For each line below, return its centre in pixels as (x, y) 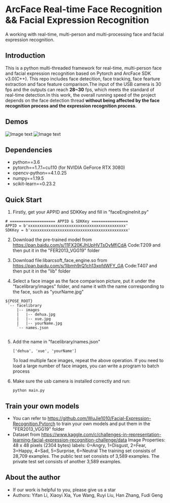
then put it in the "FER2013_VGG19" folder (56, 251)
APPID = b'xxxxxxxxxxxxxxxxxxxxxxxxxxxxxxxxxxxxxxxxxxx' (67, 226)
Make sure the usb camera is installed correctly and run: (72, 381)
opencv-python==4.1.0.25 (40, 173)
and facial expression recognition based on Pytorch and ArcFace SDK (78, 73)
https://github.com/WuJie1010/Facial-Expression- (99, 418)
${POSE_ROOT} (19, 301)
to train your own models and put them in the (104, 424)
